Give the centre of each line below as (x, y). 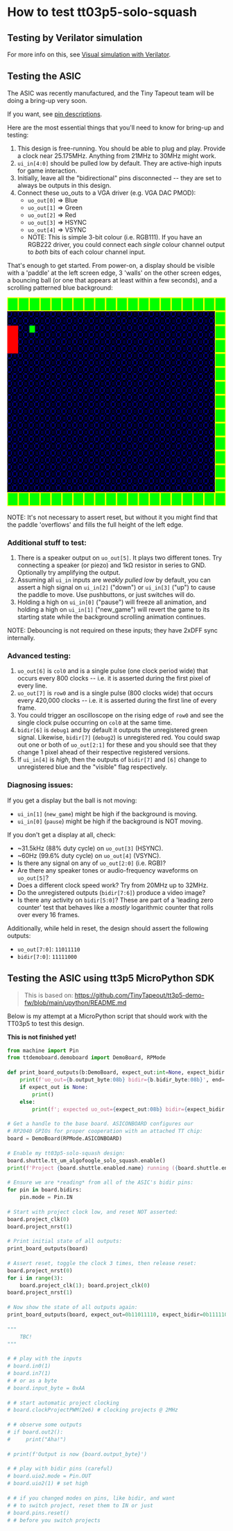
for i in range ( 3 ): (35, 1278)
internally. (21, 638)
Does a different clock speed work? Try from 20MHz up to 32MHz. (113, 885)
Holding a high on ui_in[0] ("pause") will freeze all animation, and (112, 602)
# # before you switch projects (54, 1520)
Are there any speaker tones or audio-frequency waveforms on (107, 870)
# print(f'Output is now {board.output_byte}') (77, 1454)
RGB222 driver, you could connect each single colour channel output (126, 244)
